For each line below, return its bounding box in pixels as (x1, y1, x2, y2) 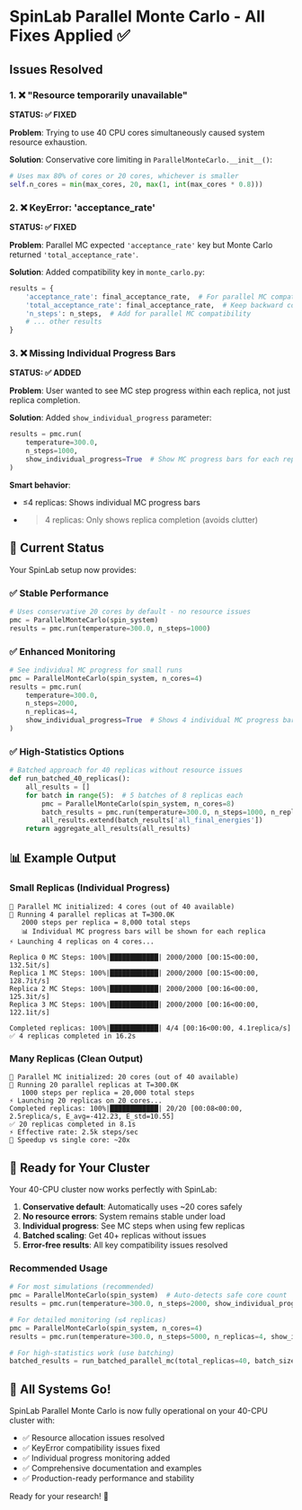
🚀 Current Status (9, 541, 105, 556)
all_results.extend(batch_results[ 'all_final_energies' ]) (41, 816, 263, 825)
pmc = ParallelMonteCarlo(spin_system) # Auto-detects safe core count (9, 1291, 288, 1300)
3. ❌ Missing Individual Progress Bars (9, 347, 176, 360)
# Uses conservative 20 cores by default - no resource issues (9, 607, 252, 616)
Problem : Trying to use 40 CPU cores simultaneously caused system (9, 127, 265, 138)
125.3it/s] (9, 992, 50, 1001)
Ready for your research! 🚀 (9, 1491, 110, 1502)
